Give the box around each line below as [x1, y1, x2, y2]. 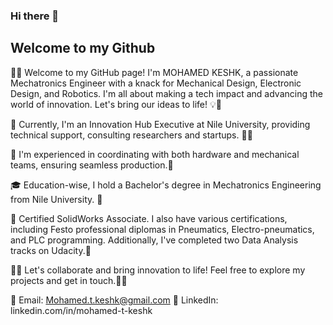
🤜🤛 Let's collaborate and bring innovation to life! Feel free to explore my [10, 264, 306, 276]
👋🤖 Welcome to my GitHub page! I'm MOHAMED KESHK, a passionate [10, 66, 299, 78]
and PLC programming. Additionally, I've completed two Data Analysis [10, 234, 299, 246]
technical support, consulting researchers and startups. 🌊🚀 [10, 129, 253, 141]
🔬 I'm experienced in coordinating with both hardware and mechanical [10, 148, 300, 160]
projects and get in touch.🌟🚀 [10, 274, 128, 286]
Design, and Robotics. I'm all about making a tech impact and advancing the [10, 87, 324, 99]
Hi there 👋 [10, 9, 60, 23]
